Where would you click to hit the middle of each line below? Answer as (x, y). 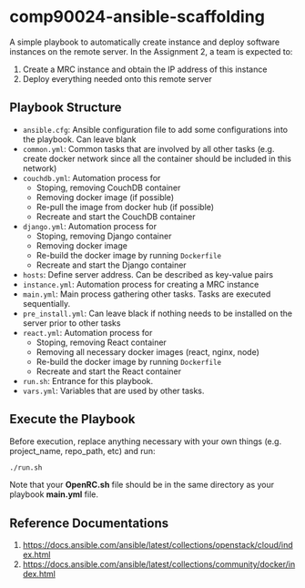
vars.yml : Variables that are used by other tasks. (113, 390)
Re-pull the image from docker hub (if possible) (125, 207)
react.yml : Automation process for (87, 332)
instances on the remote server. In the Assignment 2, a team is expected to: (151, 51)
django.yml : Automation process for (90, 226)
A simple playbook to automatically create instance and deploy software (145, 42)
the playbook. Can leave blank (79, 139)
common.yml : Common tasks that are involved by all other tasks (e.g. (148, 148)
